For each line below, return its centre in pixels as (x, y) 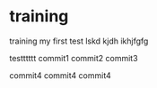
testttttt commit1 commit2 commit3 (74, 58)
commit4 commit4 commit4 (61, 75)
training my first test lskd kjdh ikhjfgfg (79, 41)
